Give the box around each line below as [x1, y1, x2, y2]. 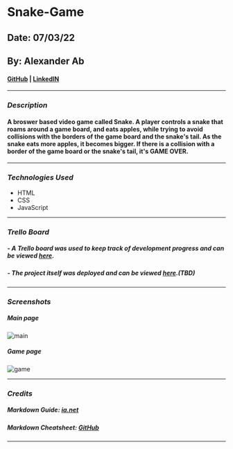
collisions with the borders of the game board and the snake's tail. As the [7, 132, 222, 141]
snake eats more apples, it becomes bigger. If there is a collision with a [7, 139, 215, 148]
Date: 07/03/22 [7, 32, 75, 44]
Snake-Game [7, 4, 85, 20]
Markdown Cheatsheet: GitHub [7, 423, 99, 432]
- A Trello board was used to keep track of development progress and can [7, 244, 225, 253]
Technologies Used [7, 173, 74, 182]
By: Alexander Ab [7, 55, 85, 67]
